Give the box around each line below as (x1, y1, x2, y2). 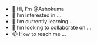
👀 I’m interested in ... (11, 12, 62, 19)
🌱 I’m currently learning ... (11, 18, 75, 24)
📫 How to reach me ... (11, 31, 66, 37)
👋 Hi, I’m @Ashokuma (11, 6, 65, 12)
